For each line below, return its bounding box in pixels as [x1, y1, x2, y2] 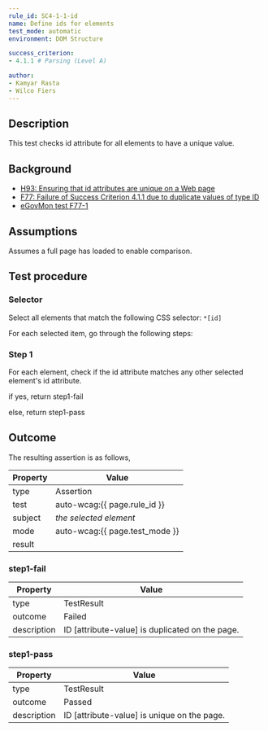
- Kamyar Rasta [8, 79, 60, 87]
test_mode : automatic [8, 27, 82, 35]
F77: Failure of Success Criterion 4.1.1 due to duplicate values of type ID [19, 192, 260, 202]
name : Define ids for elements [8, 20, 115, 28]
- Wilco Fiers [8, 86, 57, 94]
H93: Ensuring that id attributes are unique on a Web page [19, 184, 215, 194]
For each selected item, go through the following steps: [8, 328, 193, 338]
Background [8, 162, 71, 176]
